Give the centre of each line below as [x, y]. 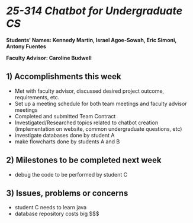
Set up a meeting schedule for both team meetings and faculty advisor [101, 103]
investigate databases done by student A [65, 135]
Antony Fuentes [26, 46]
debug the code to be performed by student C [71, 174]
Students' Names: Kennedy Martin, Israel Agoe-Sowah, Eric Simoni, [91, 40]
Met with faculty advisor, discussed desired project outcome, [89, 91]
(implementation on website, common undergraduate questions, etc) [98, 128]
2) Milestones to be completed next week [84, 160]
